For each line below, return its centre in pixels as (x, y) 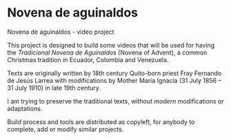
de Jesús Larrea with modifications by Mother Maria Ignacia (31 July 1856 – (114, 80)
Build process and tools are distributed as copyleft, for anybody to (101, 121)
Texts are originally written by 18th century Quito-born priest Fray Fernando (114, 73)
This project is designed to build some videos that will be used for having (111, 45)
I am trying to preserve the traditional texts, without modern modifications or (115, 101)
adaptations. (25, 108)
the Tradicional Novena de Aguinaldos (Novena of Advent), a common (107, 52)
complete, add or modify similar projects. (66, 129)
